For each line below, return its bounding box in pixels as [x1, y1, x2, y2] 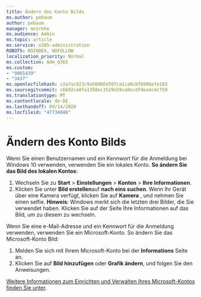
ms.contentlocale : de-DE [6, 98, 68, 104]
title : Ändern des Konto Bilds [6, 8, 85, 15]
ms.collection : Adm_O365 [6, 59, 68, 65]
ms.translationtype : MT [6, 92, 66, 98]
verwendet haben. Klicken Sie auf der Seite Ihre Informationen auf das [14, 205, 189, 212]
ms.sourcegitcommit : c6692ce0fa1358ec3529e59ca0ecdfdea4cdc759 [6, 87, 168, 93]
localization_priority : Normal [6, 53, 85, 59]
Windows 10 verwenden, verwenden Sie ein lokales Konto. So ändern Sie [6, 161, 187, 169]
